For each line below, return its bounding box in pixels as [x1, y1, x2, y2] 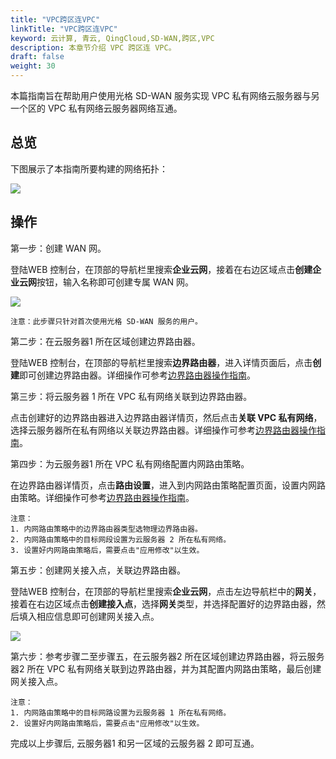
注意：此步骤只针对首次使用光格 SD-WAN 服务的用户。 [10, 316, 203, 326]
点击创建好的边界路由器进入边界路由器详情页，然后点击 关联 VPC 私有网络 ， [10, 411, 323, 423]
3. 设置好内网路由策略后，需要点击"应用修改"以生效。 [10, 545, 205, 555]
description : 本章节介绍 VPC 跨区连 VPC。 [10, 42, 177, 53]
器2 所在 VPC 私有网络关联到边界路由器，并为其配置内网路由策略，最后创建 [10, 662, 322, 675]
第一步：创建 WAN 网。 [10, 242, 107, 254]
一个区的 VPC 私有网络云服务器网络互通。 [10, 102, 183, 114]
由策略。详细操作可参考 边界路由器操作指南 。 [10, 491, 195, 503]
